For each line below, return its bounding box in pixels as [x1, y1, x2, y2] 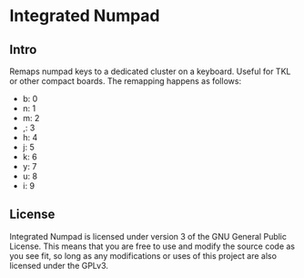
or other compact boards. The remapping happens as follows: [9, 76, 242, 87]
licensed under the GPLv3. [9, 260, 109, 271]
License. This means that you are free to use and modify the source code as [9, 241, 296, 252]
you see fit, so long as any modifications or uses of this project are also [9, 250, 278, 261]
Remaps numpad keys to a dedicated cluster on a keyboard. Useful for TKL [9, 66, 291, 77]
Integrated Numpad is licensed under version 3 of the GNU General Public [9, 231, 288, 242]
